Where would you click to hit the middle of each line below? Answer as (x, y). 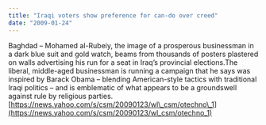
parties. (100, 96)
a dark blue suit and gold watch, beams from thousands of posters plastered (133, 54)
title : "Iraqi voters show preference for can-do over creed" (113, 15)
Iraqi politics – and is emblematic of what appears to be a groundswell (123, 87)
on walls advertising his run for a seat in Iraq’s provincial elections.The (123, 62)
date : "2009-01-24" (40, 23)
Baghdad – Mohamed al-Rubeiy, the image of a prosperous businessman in (131, 45)
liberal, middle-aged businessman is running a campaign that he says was (129, 70)
